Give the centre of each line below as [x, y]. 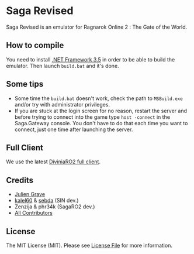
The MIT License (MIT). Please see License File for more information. [89, 245]
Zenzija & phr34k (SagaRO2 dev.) [55, 207]
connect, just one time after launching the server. [74, 129]
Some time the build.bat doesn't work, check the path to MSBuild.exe [98, 98]
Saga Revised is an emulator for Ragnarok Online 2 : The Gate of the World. [97, 27]
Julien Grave [30, 194]
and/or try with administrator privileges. [62, 104]
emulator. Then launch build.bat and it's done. [63, 66]
